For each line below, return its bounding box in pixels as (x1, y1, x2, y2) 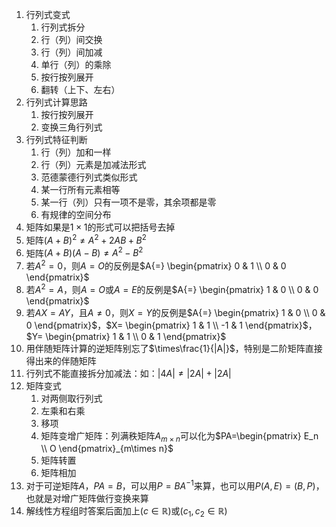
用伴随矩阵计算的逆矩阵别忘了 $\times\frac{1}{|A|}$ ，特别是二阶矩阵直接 (25, 342, 323, 354)
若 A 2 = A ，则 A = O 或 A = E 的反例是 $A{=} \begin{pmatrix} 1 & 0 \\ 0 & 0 (25, 281, 319, 295)
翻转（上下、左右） (40, 84, 121, 95)
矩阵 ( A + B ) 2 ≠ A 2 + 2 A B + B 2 (25, 233, 147, 246)
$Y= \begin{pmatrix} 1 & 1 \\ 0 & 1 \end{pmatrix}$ (25, 330, 227, 342)
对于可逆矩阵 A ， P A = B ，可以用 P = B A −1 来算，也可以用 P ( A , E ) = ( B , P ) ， (25, 478, 325, 492)
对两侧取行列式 (40, 392, 103, 404)
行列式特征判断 (25, 134, 88, 145)
